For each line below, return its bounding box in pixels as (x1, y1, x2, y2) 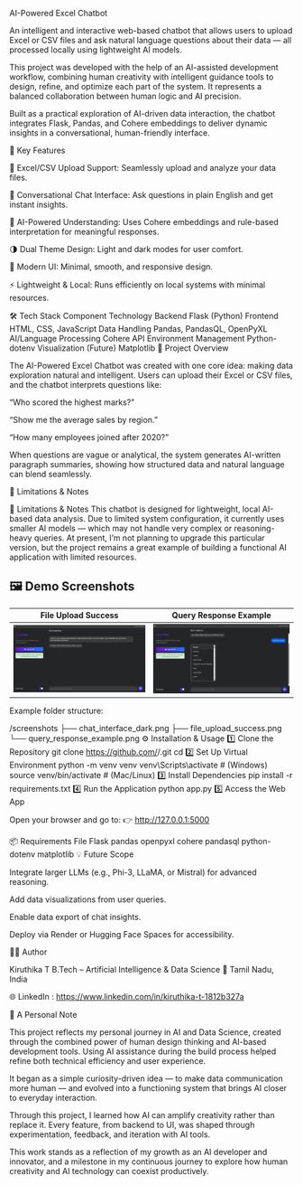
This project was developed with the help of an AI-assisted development (9, 62, 279, 72)
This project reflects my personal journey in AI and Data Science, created (9, 1026, 281, 1038)
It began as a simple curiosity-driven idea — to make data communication (9, 1073, 283, 1084)
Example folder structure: (9, 705, 104, 716)
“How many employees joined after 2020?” (9, 432, 170, 442)
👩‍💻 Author (9, 946, 48, 957)
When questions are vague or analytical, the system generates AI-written (9, 449, 281, 460)
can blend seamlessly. (9, 469, 93, 479)
